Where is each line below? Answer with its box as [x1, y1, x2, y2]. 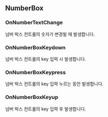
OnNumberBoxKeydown [5, 44, 66, 51]
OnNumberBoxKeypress [5, 69, 66, 76]
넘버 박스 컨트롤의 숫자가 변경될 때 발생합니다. [5, 31, 95, 37]
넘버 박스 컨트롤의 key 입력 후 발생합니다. [5, 105, 86, 112]
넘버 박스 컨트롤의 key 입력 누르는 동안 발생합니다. [5, 81, 104, 87]
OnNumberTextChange [5, 19, 63, 26]
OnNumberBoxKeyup [5, 94, 59, 101]
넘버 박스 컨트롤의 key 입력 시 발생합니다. [5, 56, 86, 62]
